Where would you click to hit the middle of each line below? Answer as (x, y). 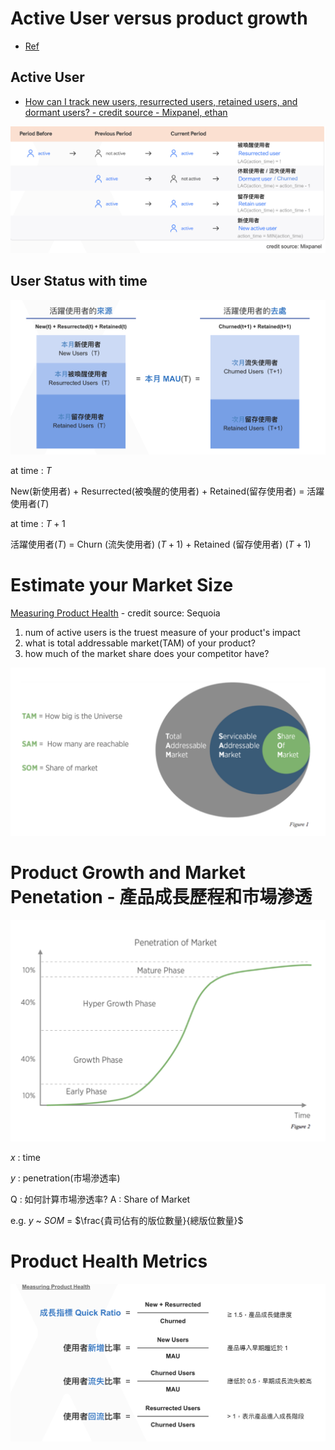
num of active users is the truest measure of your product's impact (162, 633)
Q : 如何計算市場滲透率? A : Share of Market (100, 1199)
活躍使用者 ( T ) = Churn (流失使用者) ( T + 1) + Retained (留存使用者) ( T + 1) (161, 544)
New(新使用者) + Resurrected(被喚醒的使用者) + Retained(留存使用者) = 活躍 (167, 491)
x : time (25, 1157)
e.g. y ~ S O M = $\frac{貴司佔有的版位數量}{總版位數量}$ (127, 1220)
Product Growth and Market (128, 873)
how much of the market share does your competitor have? (147, 654)
